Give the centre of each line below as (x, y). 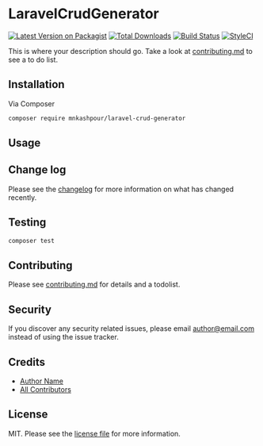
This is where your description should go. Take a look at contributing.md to (131, 51)
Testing (27, 223)
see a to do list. (33, 60)
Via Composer (32, 103)
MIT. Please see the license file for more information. (94, 433)
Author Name (42, 381)
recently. (23, 197)
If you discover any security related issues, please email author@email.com (131, 329)
